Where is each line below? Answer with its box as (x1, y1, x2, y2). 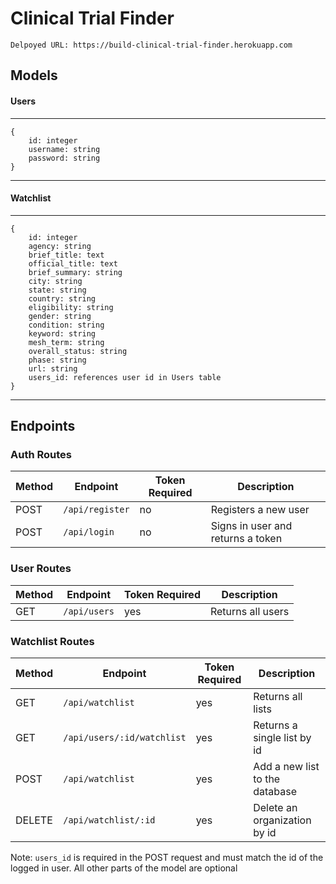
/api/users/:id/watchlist (63, 732, 187, 744)
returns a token (210, 532, 283, 546)
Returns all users (209, 604, 290, 618)
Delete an (253, 801, 298, 815)
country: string (28, 293, 97, 304)
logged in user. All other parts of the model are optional (10, 862, 238, 874)
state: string (28, 285, 87, 295)
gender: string (28, 311, 92, 321)
